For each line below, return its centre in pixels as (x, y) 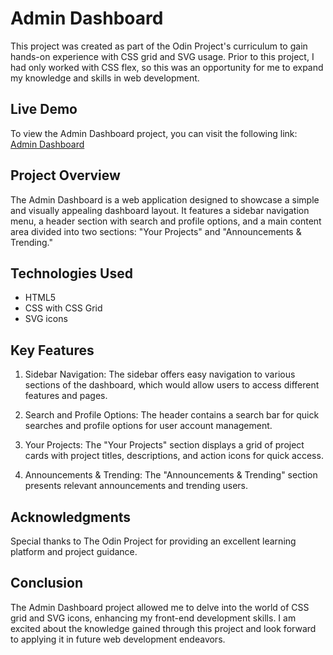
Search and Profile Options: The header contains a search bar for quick (172, 415)
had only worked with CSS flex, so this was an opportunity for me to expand (167, 67)
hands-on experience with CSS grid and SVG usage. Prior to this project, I (162, 56)
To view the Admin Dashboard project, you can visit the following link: (154, 133)
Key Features (52, 350)
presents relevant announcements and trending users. (136, 486)
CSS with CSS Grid (63, 308)
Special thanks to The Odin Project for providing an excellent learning (153, 541)
